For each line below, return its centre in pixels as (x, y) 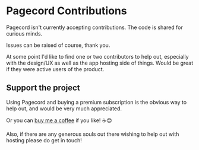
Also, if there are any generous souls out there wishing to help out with (93, 134)
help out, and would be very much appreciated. (64, 108)
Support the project (43, 88)
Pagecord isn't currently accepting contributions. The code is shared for (94, 27)
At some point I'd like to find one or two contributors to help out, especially (97, 56)
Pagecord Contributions (67, 11)
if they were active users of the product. (55, 69)
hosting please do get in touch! (44, 140)
